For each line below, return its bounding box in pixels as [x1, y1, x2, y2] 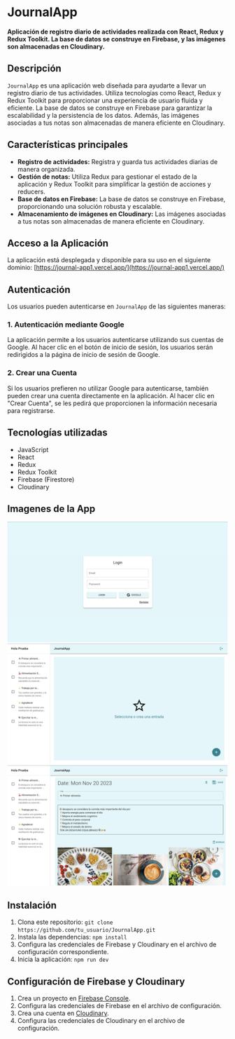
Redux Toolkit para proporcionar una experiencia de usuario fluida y [7, 96, 203, 104]
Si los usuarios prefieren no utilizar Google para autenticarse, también [7, 383, 208, 393]
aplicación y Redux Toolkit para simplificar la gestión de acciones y [17, 179, 211, 188]
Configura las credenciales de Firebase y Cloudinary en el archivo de [17, 940, 217, 949]
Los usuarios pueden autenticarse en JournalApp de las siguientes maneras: [7, 302, 226, 311]
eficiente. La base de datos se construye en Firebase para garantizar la [7, 103, 213, 112]
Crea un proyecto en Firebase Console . [17, 993, 131, 1003]
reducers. [17, 187, 45, 196]
